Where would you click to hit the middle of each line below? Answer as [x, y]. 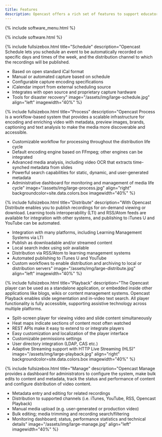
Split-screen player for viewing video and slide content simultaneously [82, 318]
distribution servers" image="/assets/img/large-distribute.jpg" [74, 268]
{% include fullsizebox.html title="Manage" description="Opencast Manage [80, 368]
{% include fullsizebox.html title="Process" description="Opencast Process [80, 111]
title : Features [21, 9]
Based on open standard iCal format [48, 71]
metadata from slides [52, 167]
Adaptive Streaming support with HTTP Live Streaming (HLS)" [74, 348]
